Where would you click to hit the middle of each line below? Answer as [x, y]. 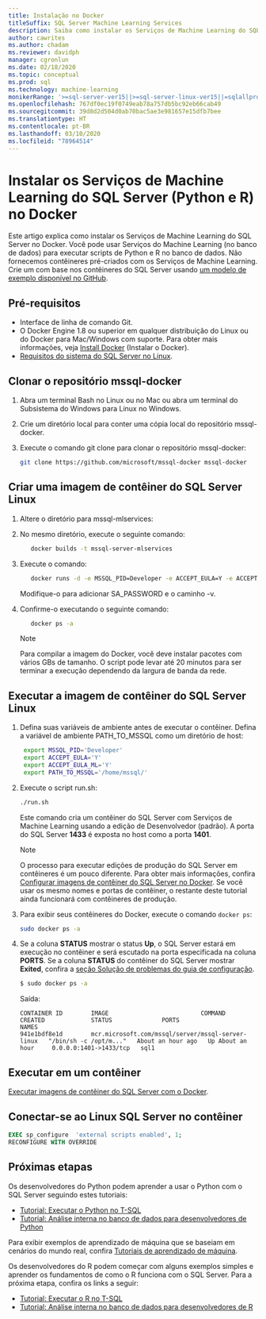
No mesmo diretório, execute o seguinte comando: [103, 534]
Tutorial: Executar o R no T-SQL [71, 1298]
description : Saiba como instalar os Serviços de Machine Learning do [127, 30]
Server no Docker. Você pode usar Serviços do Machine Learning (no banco [133, 245]
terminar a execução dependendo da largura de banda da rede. [123, 671]
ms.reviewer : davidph [44, 52]
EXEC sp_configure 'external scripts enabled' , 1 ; [95, 1135]
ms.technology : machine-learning [63, 89]
